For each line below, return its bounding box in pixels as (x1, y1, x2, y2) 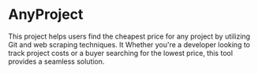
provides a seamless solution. (8, 57, 105, 66)
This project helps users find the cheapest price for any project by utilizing (8, 31, 251, 41)
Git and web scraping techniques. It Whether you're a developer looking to (8, 39, 251, 49)
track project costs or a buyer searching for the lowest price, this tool (8, 48, 234, 57)
